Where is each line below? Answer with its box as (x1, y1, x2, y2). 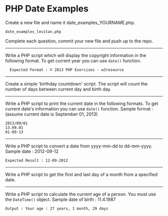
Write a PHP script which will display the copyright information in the (5, 52, 146, 58)
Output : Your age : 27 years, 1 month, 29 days (5, 206, 108, 211)
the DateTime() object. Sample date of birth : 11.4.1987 (5, 196, 116, 202)
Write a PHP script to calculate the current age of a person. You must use (5, 191, 156, 197)
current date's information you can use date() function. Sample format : (5, 105, 153, 111)
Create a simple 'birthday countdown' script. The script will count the (5, 80, 148, 86)
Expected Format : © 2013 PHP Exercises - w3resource (9, 67, 124, 72)
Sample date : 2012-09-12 (5, 148, 59, 154)
